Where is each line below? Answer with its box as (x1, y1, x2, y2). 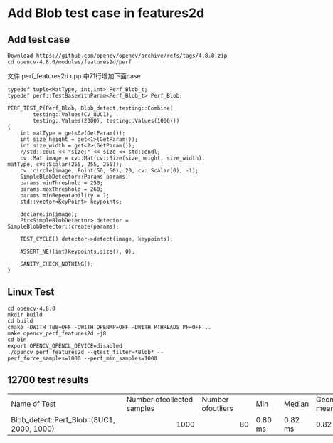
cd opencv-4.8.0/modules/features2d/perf (7, 58, 132, 66)
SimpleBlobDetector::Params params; (20, 173, 129, 180)
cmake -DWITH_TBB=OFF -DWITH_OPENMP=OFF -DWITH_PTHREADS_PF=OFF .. (7, 323, 212, 330)
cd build (7, 317, 33, 325)
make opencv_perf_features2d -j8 (7, 330, 107, 337)
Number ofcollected (126, 394, 194, 404)
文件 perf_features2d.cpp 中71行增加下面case (7, 72, 141, 80)
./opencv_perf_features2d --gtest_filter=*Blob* (7, 348, 154, 355)
